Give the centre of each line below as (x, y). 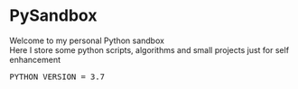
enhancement (35, 59)
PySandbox (53, 16)
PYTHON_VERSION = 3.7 (57, 76)
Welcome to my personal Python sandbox (87, 40)
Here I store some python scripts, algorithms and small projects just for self (149, 49)
